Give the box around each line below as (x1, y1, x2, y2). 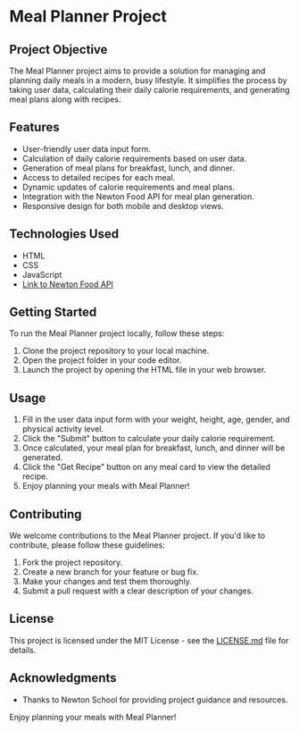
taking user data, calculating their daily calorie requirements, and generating (9, 85, 290, 95)
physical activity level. (21, 424, 104, 434)
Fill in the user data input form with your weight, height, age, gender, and (21, 414, 290, 425)
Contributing (9, 507, 82, 522)
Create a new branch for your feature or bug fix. (21, 567, 199, 577)
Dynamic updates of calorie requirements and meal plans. (21, 181, 235, 192)
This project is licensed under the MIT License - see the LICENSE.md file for (9, 634, 289, 645)
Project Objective (9, 42, 108, 57)
